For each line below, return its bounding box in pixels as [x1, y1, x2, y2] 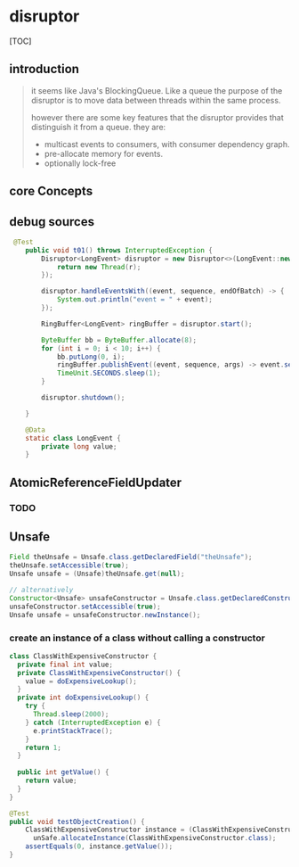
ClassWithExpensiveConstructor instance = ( [25, 825, 193, 835]
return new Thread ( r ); [56, 262, 141, 271]
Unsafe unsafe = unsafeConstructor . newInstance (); [9, 610, 201, 619]
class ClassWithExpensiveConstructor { [9, 651, 158, 661]
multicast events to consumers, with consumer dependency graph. [44, 138, 290, 149]
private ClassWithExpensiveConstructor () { [17, 668, 181, 677]
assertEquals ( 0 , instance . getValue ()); [25, 842, 174, 851]
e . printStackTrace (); [32, 726, 114, 735]
